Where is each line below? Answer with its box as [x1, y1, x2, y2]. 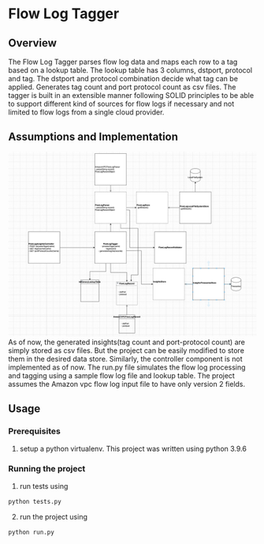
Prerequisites [8, 426, 61, 437]
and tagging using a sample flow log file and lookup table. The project [8, 370, 235, 380]
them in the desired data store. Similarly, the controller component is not [8, 354, 243, 363]
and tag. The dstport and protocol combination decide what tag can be [8, 74, 239, 83]
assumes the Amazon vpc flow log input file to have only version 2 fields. [8, 379, 246, 388]
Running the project [8, 463, 86, 475]
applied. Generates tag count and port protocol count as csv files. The [8, 82, 236, 92]
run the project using [19, 512, 88, 521]
